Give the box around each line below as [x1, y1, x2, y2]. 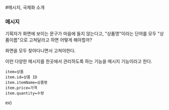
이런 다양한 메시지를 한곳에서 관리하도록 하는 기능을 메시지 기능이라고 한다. [5, 59, 153, 65]
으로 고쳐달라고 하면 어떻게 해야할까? [19, 37, 93, 43]
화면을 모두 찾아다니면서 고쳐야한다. [5, 47, 76, 54]
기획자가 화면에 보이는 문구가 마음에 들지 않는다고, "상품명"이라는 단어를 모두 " [5, 31, 160, 37]
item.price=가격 [5, 85, 37, 91]
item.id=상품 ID [5, 75, 37, 80]
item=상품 [5, 70, 24, 75]
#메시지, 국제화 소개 [5, 5, 45, 10]
